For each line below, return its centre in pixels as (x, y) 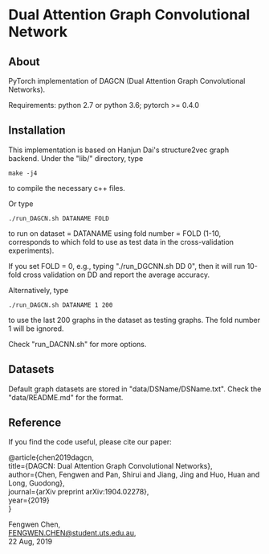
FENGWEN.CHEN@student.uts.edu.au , (72, 533)
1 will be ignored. (36, 329)
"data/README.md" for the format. (66, 397)
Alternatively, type (39, 290)
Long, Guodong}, (37, 483)
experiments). (31, 250)
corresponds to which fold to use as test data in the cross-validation (121, 242)
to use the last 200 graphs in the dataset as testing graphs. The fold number (134, 320)
